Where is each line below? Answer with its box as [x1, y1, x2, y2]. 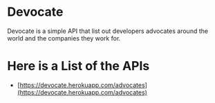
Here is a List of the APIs [7, 58, 150, 74]
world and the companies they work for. [7, 34, 121, 42]
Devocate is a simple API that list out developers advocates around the [7, 27, 209, 35]
